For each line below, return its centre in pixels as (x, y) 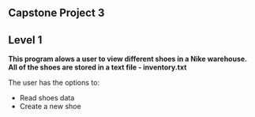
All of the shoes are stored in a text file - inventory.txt (97, 67)
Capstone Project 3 (56, 13)
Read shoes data (47, 98)
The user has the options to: (54, 83)
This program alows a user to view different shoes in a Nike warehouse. (127, 59)
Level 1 (25, 40)
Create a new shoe (50, 107)
